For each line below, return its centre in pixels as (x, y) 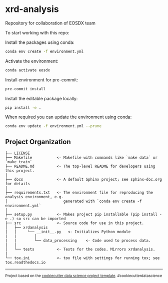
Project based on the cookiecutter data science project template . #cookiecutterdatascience (84, 276)
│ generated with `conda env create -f (73, 201)
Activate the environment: (32, 61)
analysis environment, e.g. (34, 197)
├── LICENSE (17, 153)
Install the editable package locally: (41, 98)
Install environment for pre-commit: (42, 80)
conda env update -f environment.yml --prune (53, 126)
